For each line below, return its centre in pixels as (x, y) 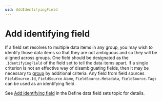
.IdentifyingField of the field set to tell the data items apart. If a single (77, 63)
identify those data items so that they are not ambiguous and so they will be (81, 52)
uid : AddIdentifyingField (31, 10)
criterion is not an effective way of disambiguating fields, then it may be (77, 68)
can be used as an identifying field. (40, 83)
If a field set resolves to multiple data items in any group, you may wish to (79, 47)
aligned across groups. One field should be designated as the (67, 58)
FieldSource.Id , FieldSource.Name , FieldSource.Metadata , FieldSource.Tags (81, 78)
